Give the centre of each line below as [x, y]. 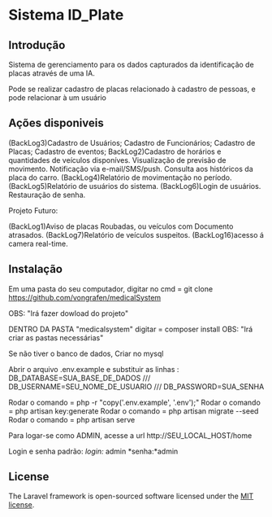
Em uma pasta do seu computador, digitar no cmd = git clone [111, 289]
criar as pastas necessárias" [56, 337]
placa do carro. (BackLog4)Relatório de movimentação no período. [120, 177]
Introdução [37, 45]
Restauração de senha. [47, 195]
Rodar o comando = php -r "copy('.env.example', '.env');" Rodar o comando [135, 402]
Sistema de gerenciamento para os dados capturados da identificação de [131, 64]
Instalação [36, 269]
